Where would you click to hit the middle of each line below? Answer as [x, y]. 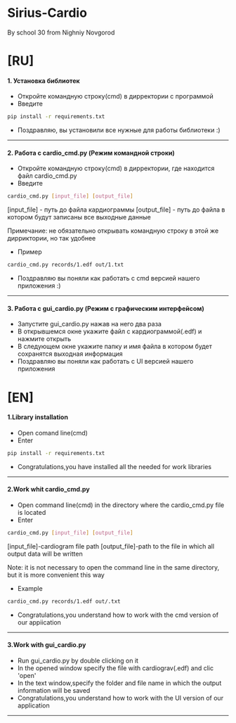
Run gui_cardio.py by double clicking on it [78, 660]
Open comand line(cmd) [52, 433]
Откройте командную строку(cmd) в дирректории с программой [115, 96]
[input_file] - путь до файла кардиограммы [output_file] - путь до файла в [116, 210]
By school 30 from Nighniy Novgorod [61, 32]
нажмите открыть [44, 339]
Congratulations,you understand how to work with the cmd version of [118, 615]
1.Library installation [38, 417]
